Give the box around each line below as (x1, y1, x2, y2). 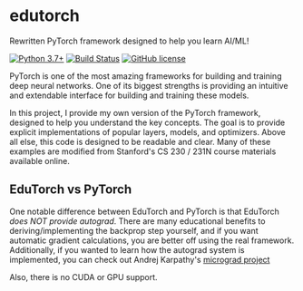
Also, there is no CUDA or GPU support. (9, 271, 158, 282)
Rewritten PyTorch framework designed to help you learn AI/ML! (9, 35, 249, 46)
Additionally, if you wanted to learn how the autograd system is (9, 244, 245, 255)
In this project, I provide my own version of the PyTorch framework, (9, 107, 261, 118)
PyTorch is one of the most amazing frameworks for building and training (9, 70, 282, 82)
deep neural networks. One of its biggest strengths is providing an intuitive (9, 80, 288, 91)
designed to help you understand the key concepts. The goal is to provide (9, 117, 286, 128)
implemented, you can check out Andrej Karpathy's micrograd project (9, 254, 270, 265)
